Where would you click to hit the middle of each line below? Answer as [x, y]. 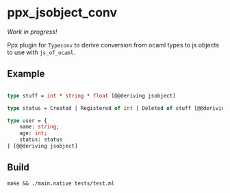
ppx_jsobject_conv [62, 13]
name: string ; [39, 127]
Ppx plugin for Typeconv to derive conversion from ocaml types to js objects [113, 45]
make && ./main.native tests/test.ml [61, 183]
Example [26, 74]
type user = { [27, 121]
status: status [41, 140]
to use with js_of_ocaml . [41, 52]
